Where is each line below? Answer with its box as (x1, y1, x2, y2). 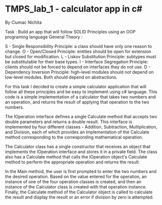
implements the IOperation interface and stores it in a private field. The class (5, 149, 158, 155)
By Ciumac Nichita (5, 19, 42, 25)
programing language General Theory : (5, 34, 83, 40)
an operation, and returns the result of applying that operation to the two (5, 99, 149, 105)
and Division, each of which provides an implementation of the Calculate (5, 129, 149, 135)
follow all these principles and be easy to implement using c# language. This (5, 89, 158, 95)
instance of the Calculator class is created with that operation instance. (5, 184, 147, 189)
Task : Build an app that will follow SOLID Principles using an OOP (5, 29, 136, 34)
